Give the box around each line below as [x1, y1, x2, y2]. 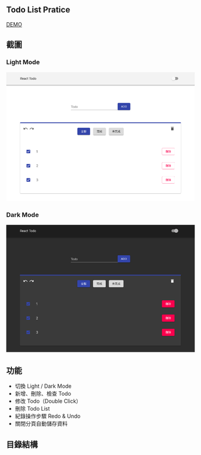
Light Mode [6, 58, 40, 67]
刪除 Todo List [14, 405, 50, 412]
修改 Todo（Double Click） [14, 397, 82, 405]
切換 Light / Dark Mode [14, 382, 72, 390]
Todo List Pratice [6, 5, 71, 15]
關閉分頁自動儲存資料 [14, 420, 68, 427]
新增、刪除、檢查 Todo [14, 390, 72, 397]
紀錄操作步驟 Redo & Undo [14, 412, 81, 420]
